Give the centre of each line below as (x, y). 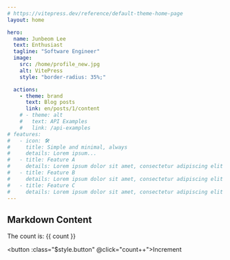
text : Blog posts (50, 102)
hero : (15, 32)
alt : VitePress (41, 71)
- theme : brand (41, 96)
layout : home (26, 20)
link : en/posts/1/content (62, 109)
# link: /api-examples (55, 128)
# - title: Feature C (41, 185)
